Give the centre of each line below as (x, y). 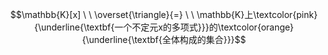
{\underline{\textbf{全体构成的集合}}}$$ (164, 39)
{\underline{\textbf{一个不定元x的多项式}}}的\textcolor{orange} (164, 27)
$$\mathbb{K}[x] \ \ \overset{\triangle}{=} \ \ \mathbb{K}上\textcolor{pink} (164, 14)
